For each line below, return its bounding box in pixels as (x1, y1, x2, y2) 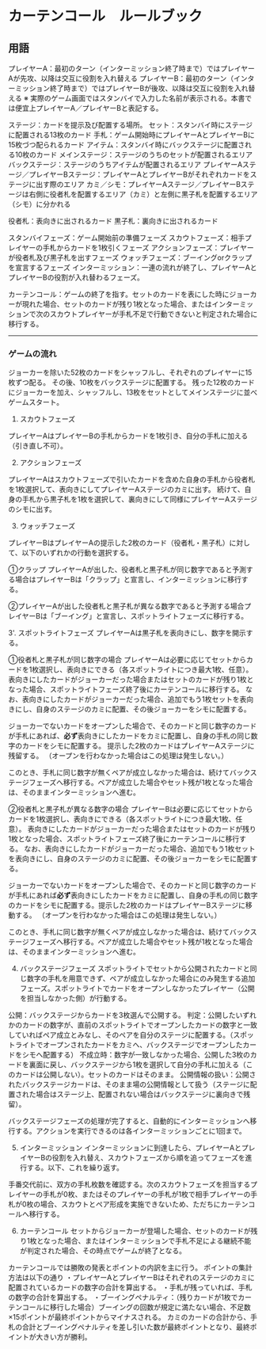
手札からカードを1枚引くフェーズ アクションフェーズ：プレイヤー (42, 243, 255, 252)
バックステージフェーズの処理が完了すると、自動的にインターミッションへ (8, 1116, 251, 1126)
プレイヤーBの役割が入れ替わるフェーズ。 (8, 272, 145, 282)
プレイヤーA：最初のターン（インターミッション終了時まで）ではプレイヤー (8, 64, 256, 73)
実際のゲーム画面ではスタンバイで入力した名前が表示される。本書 (30, 93, 245, 103)
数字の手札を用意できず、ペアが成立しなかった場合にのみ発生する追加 (26, 974, 256, 983)
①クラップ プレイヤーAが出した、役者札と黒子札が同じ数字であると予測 (8, 565, 247, 574)
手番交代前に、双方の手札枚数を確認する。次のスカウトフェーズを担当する (8, 1179, 251, 1189)
